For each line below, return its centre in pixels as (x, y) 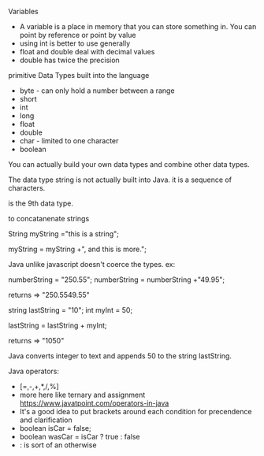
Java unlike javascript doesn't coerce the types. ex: (92, 264)
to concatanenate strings (49, 219)
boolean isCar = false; (56, 428)
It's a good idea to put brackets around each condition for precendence (136, 412)
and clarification (46, 420)
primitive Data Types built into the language (79, 75)
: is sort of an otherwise (58, 445)
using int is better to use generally (75, 43)
